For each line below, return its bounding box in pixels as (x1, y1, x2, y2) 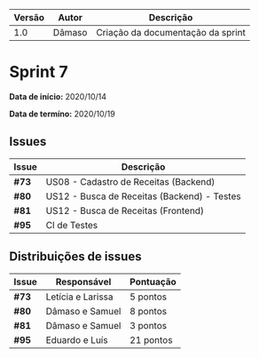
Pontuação (129, 275, 177, 288)
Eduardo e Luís (45, 333, 108, 346)
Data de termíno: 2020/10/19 (9, 108, 115, 119)
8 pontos (129, 305, 167, 317)
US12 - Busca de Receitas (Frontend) (45, 204, 204, 217)
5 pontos (129, 290, 167, 303)
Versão (13, 12, 45, 23)
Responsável (55, 275, 112, 288)
